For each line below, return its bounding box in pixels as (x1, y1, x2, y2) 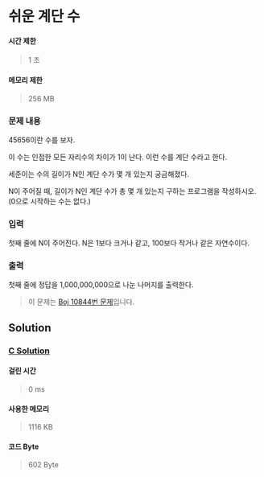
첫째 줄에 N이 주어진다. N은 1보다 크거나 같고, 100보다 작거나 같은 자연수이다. (8, 238, 250, 248)
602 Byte (27, 460, 59, 470)
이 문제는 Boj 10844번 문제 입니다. (27, 297, 135, 306)
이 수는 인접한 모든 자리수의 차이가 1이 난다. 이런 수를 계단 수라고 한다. (8, 152, 228, 162)
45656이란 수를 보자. (8, 134, 76, 145)
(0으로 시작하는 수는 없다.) (8, 196, 91, 206)
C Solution (8, 345, 50, 356)
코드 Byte (8, 442, 39, 451)
